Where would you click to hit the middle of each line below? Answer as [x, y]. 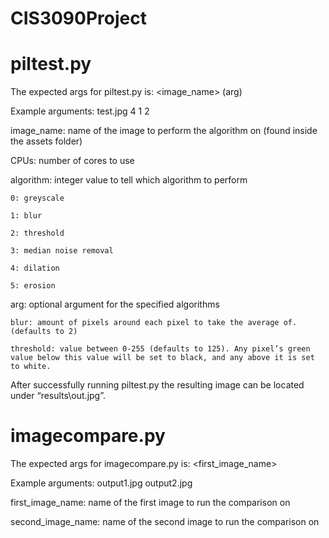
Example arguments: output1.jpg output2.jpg [101, 483]
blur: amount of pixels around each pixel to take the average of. [154, 323]
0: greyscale [37, 198]
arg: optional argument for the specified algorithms [115, 304]
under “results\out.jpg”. [58, 396]
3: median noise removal [62, 251]
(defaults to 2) [44, 332]
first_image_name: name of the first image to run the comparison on [150, 503]
